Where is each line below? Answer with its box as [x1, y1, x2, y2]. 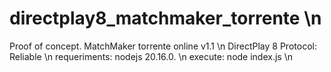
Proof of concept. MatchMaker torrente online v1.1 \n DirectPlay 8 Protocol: [9, 40, 317, 52]
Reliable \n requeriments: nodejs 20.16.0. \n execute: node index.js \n [9, 50, 293, 62]
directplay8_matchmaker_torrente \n [9, 7, 322, 30]
